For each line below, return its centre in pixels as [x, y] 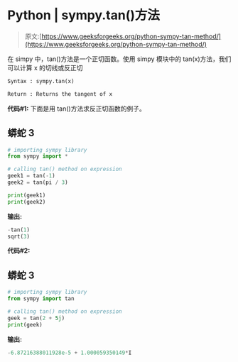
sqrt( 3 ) [19, 236]
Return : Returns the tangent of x [60, 94]
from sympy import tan [41, 299]
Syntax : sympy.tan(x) [41, 81]
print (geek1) [27, 195]
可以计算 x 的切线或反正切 [45, 67]
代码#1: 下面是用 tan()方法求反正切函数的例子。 [76, 109]
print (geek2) [27, 202]
